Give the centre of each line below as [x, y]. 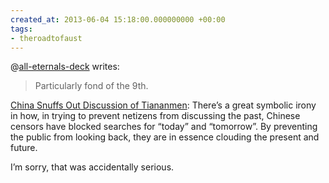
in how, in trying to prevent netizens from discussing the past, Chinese [155, 116]
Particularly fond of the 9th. [91, 86]
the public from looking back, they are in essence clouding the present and [165, 137]
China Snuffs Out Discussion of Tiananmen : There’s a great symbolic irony [163, 105]
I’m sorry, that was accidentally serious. [92, 167]
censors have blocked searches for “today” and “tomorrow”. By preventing [164, 127]
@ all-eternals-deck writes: [65, 67]
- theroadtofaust [46, 38]
